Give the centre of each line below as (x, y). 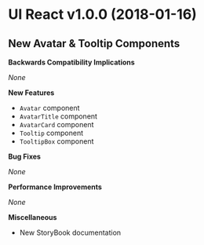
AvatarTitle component (58, 116)
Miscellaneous (33, 217)
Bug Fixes (25, 156)
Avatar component (49, 108)
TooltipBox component (56, 141)
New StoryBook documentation (70, 232)
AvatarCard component (56, 124)
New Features (31, 93)
